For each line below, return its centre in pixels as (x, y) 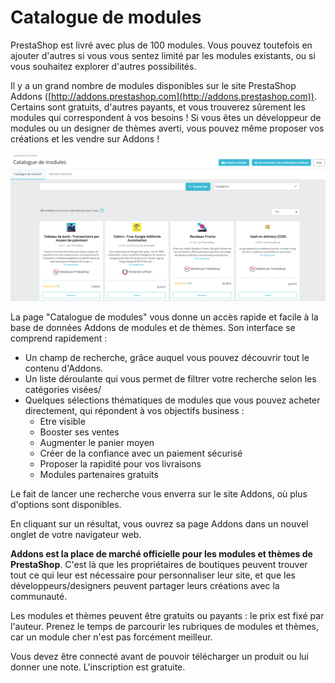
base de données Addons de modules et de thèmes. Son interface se (153, 327)
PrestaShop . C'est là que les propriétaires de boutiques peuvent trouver (159, 564)
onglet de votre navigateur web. (76, 534)
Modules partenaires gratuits (99, 474)
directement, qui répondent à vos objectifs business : (134, 410)
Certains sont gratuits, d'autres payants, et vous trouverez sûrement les (158, 107)
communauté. (39, 596)
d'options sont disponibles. (66, 504)
